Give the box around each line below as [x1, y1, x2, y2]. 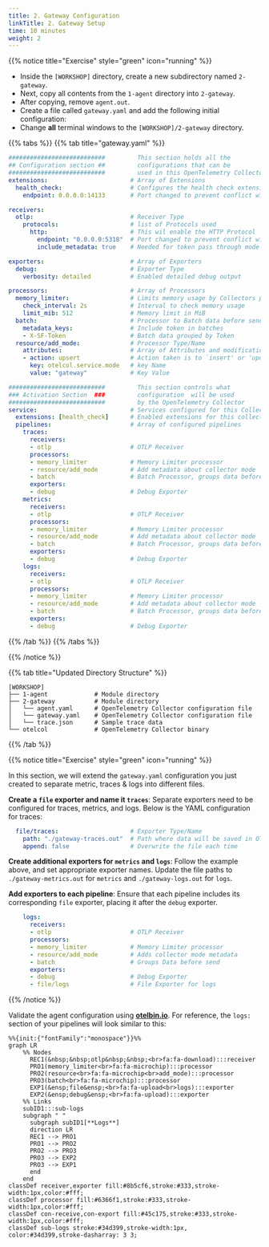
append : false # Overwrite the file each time [22, 842, 239, 851]
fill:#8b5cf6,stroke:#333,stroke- [105, 1182, 220, 1190]
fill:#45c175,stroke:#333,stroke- [122, 1210, 239, 1218]
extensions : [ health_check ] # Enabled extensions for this [15, 413, 235, 421]
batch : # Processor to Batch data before [15, 316, 246, 325]
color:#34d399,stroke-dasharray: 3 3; [8, 1231, 138, 1240]
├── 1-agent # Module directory [8, 690, 159, 698]
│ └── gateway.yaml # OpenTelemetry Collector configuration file [8, 711, 252, 719]
